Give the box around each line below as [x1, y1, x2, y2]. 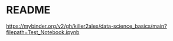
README [6, 3, 51, 17]
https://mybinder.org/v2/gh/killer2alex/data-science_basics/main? [6, 23, 167, 29]
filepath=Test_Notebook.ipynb [6, 28, 80, 35]
